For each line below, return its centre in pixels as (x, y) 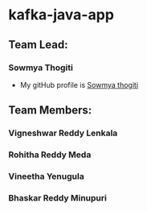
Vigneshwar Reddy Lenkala (63, 133)
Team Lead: (38, 45)
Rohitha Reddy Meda (50, 155)
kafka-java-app (61, 15)
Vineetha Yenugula (46, 176)
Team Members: (50, 110)
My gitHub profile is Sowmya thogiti (79, 85)
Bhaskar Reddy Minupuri (57, 197)
